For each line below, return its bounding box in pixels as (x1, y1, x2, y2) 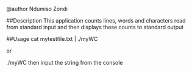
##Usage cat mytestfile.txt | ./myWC (6, 35, 98, 42)
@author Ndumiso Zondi (6, 5, 68, 12)
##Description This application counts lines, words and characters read (6, 17, 186, 24)
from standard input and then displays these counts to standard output (6, 24, 184, 31)
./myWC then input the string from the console (6, 59, 123, 66)
